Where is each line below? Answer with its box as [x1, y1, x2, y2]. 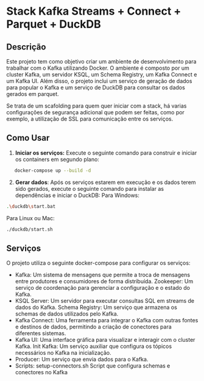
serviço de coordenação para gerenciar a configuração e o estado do [15, 284, 191, 292]
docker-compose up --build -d [14, 167, 91, 174]
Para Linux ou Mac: [6, 214, 55, 221]
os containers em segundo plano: [15, 155, 99, 163]
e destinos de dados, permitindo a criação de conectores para [15, 323, 172, 331]
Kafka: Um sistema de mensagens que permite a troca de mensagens [15, 271, 191, 279]
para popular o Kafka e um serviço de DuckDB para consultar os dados [6, 84, 186, 91]
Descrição [6, 42, 46, 52]
